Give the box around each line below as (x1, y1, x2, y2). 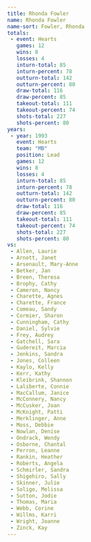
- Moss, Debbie (10, 421, 54, 429)
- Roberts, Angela (10, 460, 63, 467)
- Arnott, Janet (10, 254, 57, 261)
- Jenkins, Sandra (10, 351, 63, 358)
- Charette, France (10, 299, 67, 306)
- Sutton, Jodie (10, 492, 57, 499)
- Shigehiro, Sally (10, 473, 67, 480)
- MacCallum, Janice (10, 389, 70, 396)
